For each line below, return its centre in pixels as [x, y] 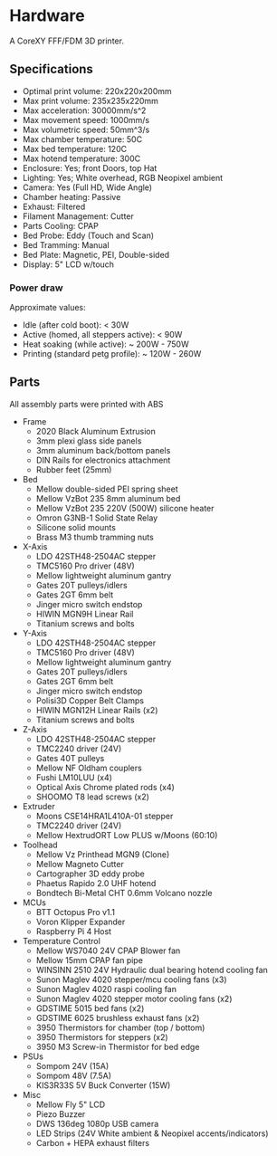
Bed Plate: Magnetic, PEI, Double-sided [96, 254]
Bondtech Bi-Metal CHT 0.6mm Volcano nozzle [124, 893]
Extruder [39, 806]
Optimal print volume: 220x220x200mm [97, 91]
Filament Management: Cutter [78, 216]
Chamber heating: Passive [72, 196]
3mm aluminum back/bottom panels [103, 450]
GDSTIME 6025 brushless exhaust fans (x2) [118, 1017]
